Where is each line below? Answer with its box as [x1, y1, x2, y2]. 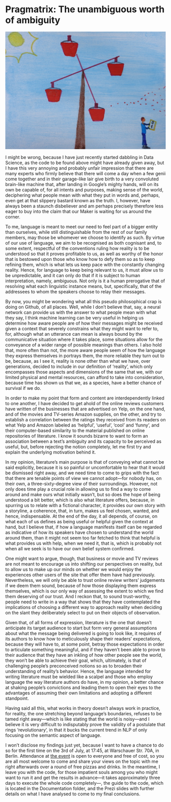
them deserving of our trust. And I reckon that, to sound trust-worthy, [5, 594, 151, 600]
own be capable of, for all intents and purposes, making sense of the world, [5, 187, 164, 193]
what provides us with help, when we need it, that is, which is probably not [5, 540, 162, 546]
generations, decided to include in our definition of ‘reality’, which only [5, 363, 153, 370]
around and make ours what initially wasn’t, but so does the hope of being [5, 492, 160, 498]
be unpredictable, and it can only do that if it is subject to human [5, 273, 140, 279]
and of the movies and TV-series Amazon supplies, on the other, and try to [5, 411, 162, 417]
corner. [5, 214, 20, 220]
